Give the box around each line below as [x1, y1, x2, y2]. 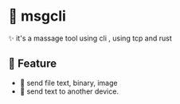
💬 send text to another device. [19, 87, 119, 96]
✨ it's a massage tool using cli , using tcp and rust [8, 33, 173, 43]
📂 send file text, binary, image [19, 78, 118, 87]
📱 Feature [8, 57, 57, 71]
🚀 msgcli [8, 7, 66, 25]
